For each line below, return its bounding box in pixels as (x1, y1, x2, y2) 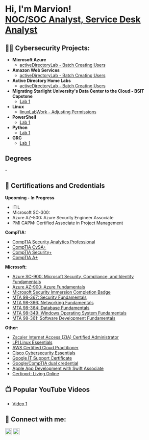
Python (12, 125, 28, 130)
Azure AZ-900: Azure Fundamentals (12, 284, 85, 290)
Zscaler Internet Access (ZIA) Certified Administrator (12, 334, 119, 340)
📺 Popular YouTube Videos (5, 386, 90, 394)
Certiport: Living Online (12, 370, 60, 376)
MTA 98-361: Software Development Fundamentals (12, 315, 116, 321)
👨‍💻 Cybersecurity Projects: (5, 44, 90, 52)
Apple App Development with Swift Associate (12, 365, 104, 371)
